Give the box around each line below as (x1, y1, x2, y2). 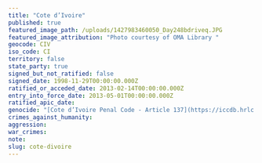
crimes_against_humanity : (8, 114, 93, 121)
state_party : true (8, 63, 68, 71)
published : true (8, 19, 61, 27)
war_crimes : (8, 128, 47, 136)
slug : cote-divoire (8, 143, 72, 150)
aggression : (8, 121, 47, 129)
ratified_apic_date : (8, 99, 76, 107)
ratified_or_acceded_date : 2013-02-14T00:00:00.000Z (8, 84, 184, 92)
